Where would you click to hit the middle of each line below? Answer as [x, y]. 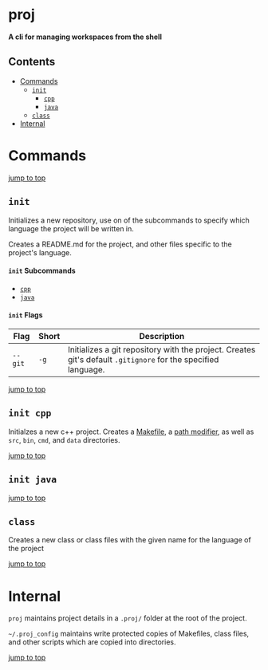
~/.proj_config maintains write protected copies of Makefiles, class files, [129, 634]
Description [162, 336]
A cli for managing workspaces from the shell [85, 37]
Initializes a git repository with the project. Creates [162, 349]
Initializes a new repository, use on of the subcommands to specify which [129, 220]
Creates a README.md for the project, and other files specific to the [120, 244]
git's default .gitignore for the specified [143, 359]
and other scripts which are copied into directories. [92, 642]
